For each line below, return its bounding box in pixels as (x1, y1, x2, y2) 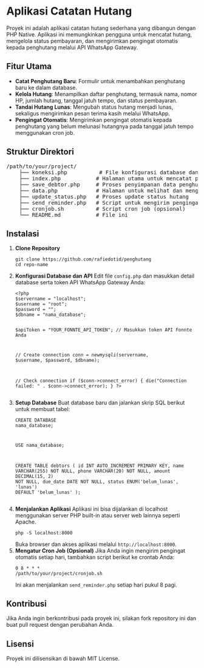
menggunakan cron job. (15, 129, 75, 136)
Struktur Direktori (6, 147, 74, 157)
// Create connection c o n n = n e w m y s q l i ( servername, (15, 352, 149, 358)
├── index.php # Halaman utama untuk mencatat (19, 175, 192, 182)
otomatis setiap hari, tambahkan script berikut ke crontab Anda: (15, 553, 175, 561)
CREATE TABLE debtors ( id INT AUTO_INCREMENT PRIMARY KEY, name (15, 463, 184, 469)
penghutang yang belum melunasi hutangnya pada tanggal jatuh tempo (15, 123, 194, 130)
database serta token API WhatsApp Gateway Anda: (15, 279, 146, 286)
